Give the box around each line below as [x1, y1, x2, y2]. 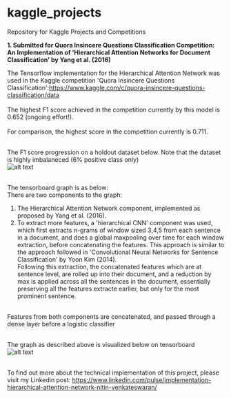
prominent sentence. [17, 291, 77, 300]
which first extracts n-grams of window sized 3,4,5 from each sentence [17, 226, 221, 234]
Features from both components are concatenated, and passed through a [7, 312, 216, 321]
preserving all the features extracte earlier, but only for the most [17, 284, 199, 293]
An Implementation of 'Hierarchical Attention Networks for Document [7, 48, 211, 56]
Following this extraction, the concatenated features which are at [17, 262, 202, 271]
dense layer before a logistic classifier [7, 320, 115, 328]
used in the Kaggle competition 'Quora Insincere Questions [7, 76, 175, 84]
